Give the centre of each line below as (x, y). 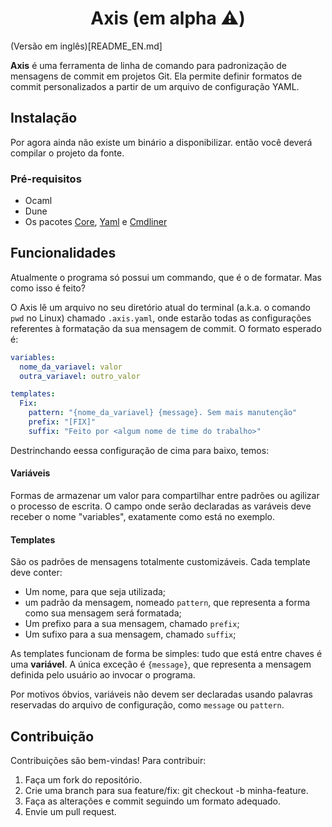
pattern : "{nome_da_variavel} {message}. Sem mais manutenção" (163, 413)
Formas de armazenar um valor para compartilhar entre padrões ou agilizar (165, 496)
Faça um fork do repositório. (83, 780)
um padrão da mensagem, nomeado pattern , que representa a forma (167, 603)
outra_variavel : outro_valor (80, 376)
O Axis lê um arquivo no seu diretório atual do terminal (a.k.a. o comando (160, 307)
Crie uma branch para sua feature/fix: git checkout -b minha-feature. (166, 791)
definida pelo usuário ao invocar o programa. (103, 675)
